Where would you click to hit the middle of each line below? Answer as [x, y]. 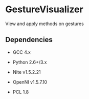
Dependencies [29, 40]
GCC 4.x [21, 52]
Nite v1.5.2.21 [27, 72]
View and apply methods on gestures [45, 24]
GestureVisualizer [44, 9]
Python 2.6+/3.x [30, 62]
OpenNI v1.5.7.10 [30, 82]
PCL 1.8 [21, 92]
